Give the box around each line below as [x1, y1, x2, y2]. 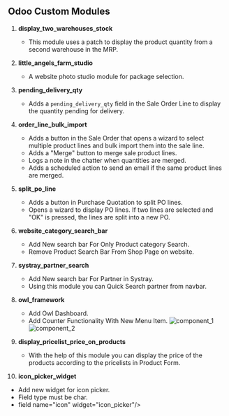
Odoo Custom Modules [8, 6, 110, 17]
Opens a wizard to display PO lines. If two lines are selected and [28, 206, 214, 214]
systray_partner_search [17, 261, 89, 269]
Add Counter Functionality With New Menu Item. [28, 316, 168, 324]
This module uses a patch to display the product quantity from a [28, 38, 213, 46]
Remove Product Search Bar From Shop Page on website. [28, 248, 195, 256]
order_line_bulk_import [17, 120, 87, 129]
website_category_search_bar [17, 227, 108, 235]
